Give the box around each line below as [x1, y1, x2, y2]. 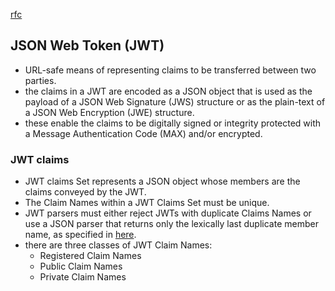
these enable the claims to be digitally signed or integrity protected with [24, 117, 322, 129]
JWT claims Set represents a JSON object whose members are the [24, 175, 301, 188]
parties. [24, 74, 57, 86]
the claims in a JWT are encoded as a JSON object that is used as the [24, 85, 313, 97]
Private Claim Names [39, 271, 127, 283]
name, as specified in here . [24, 229, 137, 241]
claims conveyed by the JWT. [24, 186, 147, 198]
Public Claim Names [39, 260, 123, 273]
